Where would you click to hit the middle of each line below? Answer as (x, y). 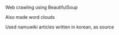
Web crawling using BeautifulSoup (42, 7)
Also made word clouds (30, 17)
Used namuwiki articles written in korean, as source (60, 27)
